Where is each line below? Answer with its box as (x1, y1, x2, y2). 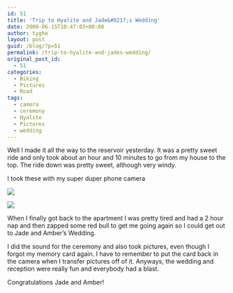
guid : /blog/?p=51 (7, 43, 61, 50)
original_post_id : (7, 56, 61, 63)
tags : (7, 95, 23, 102)
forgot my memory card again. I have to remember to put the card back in (7, 250, 218, 258)
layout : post (7, 36, 45, 43)
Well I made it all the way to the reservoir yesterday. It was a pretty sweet (7, 146, 218, 154)
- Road (13, 88, 33, 95)
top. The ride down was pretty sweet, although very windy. (7, 161, 176, 170)
